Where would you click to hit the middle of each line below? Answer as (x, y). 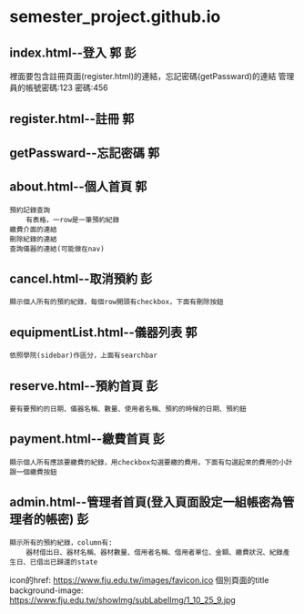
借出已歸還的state (67, 562)
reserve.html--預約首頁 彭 (84, 386)
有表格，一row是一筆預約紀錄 (73, 220)
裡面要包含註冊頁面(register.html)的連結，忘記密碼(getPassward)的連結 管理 (152, 76)
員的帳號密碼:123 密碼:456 (59, 87)
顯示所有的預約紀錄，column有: (61, 542)
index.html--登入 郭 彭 (73, 52)
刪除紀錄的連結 (33, 239)
